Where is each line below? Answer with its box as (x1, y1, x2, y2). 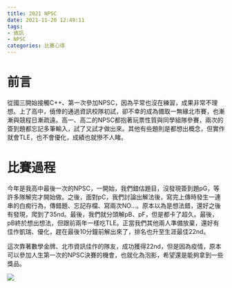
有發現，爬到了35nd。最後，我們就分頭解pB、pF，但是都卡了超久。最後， (7, 210, 219, 218)
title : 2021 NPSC (7, 10, 57, 17)
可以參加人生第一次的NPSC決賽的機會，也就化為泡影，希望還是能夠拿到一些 (7, 251, 224, 259)
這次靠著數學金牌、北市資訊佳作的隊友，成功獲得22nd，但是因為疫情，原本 (7, 242, 222, 250)
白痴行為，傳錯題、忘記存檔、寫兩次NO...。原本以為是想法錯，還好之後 (19, 201, 221, 210)
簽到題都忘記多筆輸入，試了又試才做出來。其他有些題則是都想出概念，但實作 (7, 124, 225, 132)
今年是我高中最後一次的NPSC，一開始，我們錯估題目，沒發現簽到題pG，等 (7, 184, 220, 192)
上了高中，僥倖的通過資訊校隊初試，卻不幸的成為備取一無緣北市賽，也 (19, 107, 219, 115)
